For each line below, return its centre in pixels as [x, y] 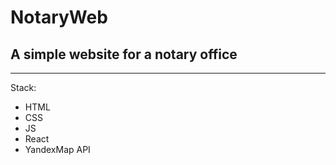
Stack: [23, 87]
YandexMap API [57, 149]
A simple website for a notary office [124, 54]
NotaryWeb [59, 17]
